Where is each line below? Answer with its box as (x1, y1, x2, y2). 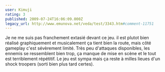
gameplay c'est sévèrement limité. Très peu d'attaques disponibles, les (5, 45, 150, 51)
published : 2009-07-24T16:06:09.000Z (5, 16, 83, 21)
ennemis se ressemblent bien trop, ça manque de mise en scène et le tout (5, 51, 156, 57)
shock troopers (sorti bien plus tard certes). (5, 61, 94, 67)
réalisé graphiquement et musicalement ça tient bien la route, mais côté (5, 40, 151, 46)
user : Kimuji (5, 7, 32, 12)
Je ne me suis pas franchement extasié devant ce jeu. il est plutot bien (5, 35, 150, 41)
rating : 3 (5, 12, 26, 17)
